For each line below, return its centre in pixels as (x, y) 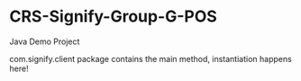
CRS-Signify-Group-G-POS (114, 17)
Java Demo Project (45, 41)
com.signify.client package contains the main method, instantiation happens (151, 58)
